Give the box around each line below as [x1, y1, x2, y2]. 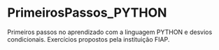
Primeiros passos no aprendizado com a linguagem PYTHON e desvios [7, 28, 213, 36]
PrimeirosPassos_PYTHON [7, 5, 167, 21]
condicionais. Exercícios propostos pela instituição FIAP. [7, 35, 170, 43]
